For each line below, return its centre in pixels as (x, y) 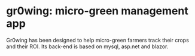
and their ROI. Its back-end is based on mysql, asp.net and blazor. (87, 46)
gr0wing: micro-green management (97, 11)
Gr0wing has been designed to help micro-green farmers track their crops (98, 40)
